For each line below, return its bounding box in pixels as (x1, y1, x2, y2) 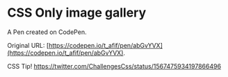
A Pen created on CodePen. (7, 28, 87, 36)
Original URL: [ (7, 41, 49, 49)
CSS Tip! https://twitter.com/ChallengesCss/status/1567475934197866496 (7, 62, 221, 70)
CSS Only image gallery (7, 5, 147, 21)
